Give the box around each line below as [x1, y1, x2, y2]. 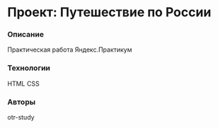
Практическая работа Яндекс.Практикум [7, 45, 132, 54]
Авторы [7, 97, 36, 107]
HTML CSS [7, 79, 40, 88]
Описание [7, 30, 45, 40]
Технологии [7, 63, 51, 73]
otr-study [7, 113, 35, 122]
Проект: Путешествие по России [7, 4, 212, 21]
